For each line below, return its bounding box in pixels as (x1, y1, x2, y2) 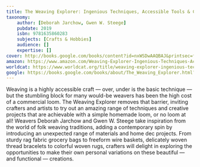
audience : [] (17, 42, 49, 48)
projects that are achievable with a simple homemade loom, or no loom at (6, 111, 186, 118)
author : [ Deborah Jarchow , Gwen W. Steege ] (17, 20, 127, 26)
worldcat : (6, 64, 31, 70)
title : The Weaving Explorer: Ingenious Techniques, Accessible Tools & (6, 8, 190, 15)
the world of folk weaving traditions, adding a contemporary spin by (6, 124, 173, 131)
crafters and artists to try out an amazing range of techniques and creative (6, 105, 189, 112)
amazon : (6, 58, 26, 64)
